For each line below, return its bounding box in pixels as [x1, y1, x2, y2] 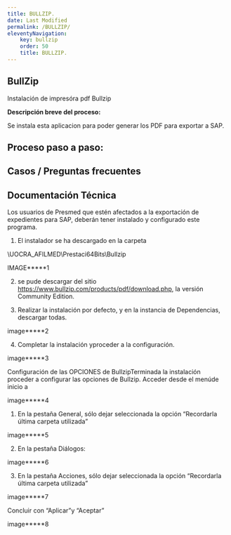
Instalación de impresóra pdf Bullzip [7, 94, 112, 103]
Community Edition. [17, 292, 75, 300]
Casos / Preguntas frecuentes [7, 166, 142, 178]
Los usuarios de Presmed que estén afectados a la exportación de [7, 208, 199, 216]
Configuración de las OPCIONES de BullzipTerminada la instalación [7, 368, 202, 376]
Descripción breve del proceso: [7, 107, 101, 116]
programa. [7, 223, 37, 232]
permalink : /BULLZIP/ [7, 23, 71, 30]
